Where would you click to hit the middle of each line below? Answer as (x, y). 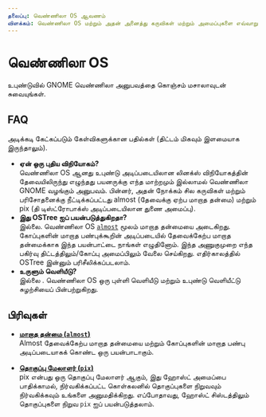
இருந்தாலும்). (28, 148)
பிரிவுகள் (27, 315)
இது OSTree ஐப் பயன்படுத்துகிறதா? (73, 218)
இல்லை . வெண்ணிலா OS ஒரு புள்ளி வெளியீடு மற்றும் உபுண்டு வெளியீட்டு (130, 281)
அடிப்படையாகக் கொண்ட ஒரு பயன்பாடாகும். (86, 352)
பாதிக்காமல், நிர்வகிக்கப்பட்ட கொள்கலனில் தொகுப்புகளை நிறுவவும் (120, 386)
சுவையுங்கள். (27, 94)
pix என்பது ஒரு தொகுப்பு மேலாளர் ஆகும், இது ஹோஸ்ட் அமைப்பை (122, 377)
